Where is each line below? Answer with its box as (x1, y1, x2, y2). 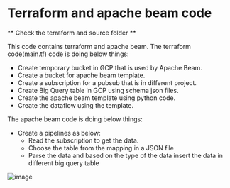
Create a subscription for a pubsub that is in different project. (17, 78, 197, 87)
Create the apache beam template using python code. (17, 94, 176, 102)
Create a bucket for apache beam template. (17, 71, 146, 79)
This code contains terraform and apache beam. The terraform (7, 42, 192, 50)
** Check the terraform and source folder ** (7, 28, 136, 37)
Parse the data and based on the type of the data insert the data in (28, 151, 224, 160)
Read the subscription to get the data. (28, 136, 139, 145)
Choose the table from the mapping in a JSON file (28, 143, 174, 152)
